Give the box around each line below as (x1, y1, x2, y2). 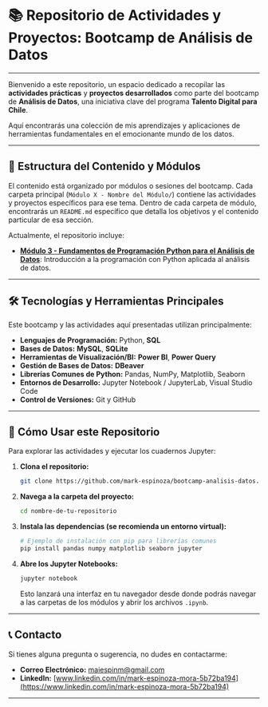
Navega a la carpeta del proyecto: (19, 492, 134, 502)
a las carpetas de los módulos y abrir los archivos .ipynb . (19, 597, 209, 607)
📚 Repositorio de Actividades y (8, 6, 222, 25)
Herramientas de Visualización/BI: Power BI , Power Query (19, 352, 217, 362)
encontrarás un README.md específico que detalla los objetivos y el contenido (8, 206, 259, 216)
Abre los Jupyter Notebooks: (19, 558, 118, 568)
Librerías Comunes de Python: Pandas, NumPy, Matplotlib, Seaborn (19, 369, 246, 379)
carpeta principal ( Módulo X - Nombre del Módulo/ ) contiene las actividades (8, 189, 257, 199)
